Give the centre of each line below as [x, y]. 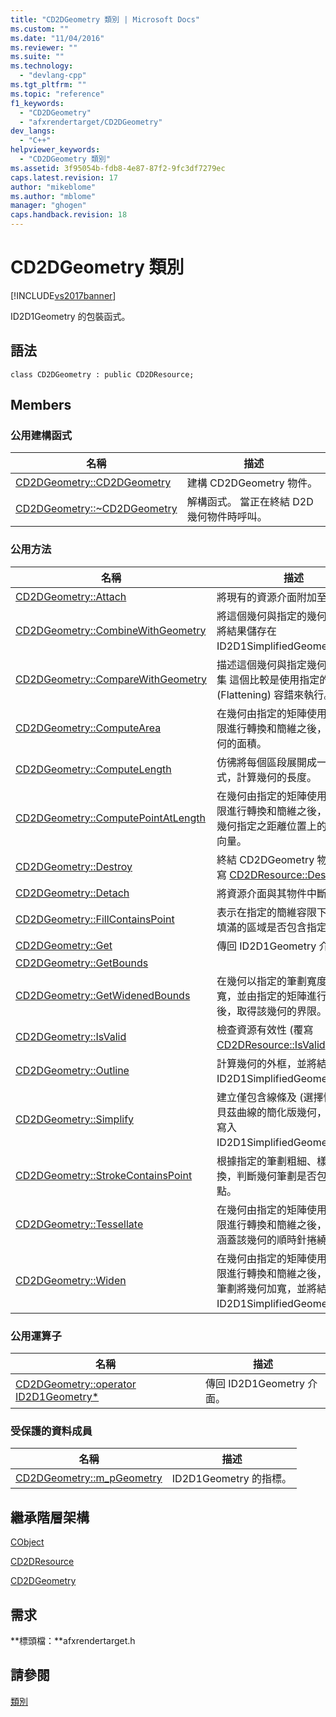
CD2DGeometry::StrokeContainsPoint [104, 1175]
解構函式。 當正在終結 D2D [250, 502]
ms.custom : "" [40, 29]
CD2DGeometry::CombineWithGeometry [111, 630]
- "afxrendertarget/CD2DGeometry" [91, 122]
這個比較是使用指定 [274, 679]
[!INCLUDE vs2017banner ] [63, 295]
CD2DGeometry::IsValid [71, 1036]
